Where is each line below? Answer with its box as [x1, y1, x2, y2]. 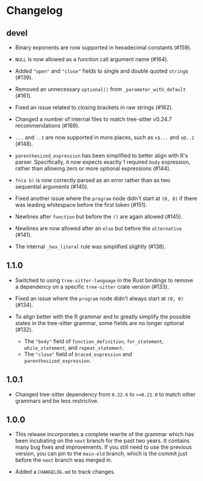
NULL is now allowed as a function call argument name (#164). [15, 56, 168, 62]
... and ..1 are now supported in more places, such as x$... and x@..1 [15, 134, 195, 141]
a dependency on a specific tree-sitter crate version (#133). [15, 283, 170, 290]
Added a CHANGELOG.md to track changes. [15, 468, 116, 476]
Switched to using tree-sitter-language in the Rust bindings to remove [15, 277, 194, 284]
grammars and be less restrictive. [15, 397, 99, 404]
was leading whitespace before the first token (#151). [15, 201, 147, 208]
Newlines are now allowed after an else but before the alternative [15, 225, 182, 232]
